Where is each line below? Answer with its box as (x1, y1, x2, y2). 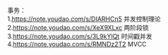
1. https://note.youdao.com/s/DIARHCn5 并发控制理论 (7, 15, 161, 23)
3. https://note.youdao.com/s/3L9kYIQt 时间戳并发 (7, 32, 152, 40)
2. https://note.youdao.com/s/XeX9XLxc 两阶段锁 (7, 24, 150, 31)
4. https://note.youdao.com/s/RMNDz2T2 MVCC (7, 40, 147, 48)
